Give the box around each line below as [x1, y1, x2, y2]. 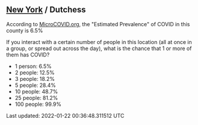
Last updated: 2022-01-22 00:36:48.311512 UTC [6, 112, 125, 119]
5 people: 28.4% [14, 82, 56, 89]
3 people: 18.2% [14, 75, 55, 82]
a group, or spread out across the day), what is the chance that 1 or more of [6, 45, 192, 52]
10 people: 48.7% [14, 87, 58, 95]
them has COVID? [6, 51, 49, 58]
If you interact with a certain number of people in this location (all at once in [6, 38, 192, 45]
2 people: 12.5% [14, 68, 55, 76]
